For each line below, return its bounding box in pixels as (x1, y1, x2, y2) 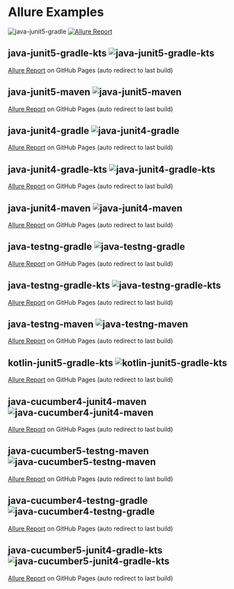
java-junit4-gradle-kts (8, 163, 107, 175)
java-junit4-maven (8, 202, 91, 214)
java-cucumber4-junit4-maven (8, 395, 147, 408)
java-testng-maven (8, 319, 94, 330)
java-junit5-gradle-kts (8, 47, 107, 59)
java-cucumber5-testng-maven (8, 445, 149, 457)
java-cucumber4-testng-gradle (8, 495, 148, 507)
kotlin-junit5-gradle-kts (8, 357, 114, 369)
